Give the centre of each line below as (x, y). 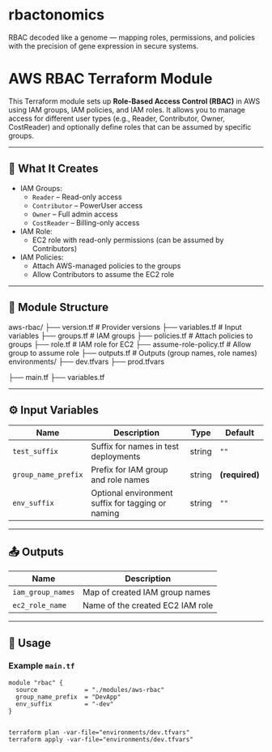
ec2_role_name (40, 606)
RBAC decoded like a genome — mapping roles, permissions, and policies (132, 37)
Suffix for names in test (135, 446)
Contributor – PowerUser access (87, 205)
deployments (116, 457)
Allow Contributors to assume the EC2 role (103, 274)
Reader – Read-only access (77, 197)
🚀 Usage (30, 643)
